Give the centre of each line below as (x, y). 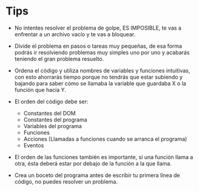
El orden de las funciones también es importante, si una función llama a (104, 157)
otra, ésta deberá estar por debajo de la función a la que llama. (93, 163)
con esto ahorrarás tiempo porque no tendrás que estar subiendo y (99, 77)
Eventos (34, 145)
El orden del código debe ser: (51, 102)
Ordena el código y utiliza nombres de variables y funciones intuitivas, (102, 70)
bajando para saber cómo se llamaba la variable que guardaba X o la (100, 83)
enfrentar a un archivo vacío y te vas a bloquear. (75, 34)
